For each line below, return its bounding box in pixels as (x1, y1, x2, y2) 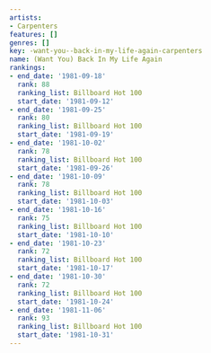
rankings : (9, 64, 47, 73)
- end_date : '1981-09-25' (9, 105, 106, 114)
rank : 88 (17, 80, 50, 89)
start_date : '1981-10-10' (17, 230, 115, 239)
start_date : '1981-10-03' (17, 197, 115, 207)
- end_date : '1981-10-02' (9, 138, 106, 147)
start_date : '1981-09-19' (17, 130, 115, 139)
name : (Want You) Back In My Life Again (9, 55, 163, 64)
